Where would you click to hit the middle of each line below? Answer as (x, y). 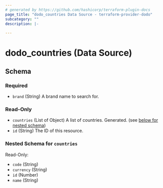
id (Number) (25, 175)
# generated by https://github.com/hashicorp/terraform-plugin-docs (78, 10)
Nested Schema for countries (41, 144)
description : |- (22, 24)
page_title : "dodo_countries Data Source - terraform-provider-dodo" (79, 14)
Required (16, 85)
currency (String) (30, 170)
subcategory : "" (22, 19)
